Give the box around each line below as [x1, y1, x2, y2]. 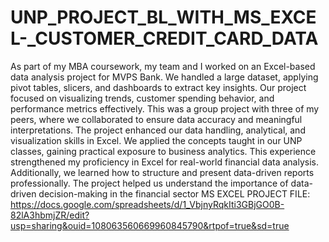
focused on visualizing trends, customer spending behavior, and [10, 92, 275, 104]
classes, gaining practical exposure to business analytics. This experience [10, 145, 317, 157]
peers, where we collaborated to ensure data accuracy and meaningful [10, 113, 303, 125]
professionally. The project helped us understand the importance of [10, 177, 289, 189]
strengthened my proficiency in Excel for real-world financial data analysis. [10, 156, 319, 168]
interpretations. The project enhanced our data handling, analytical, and [10, 124, 306, 136]
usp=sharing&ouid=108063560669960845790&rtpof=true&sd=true [10, 219, 290, 231]
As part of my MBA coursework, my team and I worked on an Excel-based [10, 60, 316, 72]
